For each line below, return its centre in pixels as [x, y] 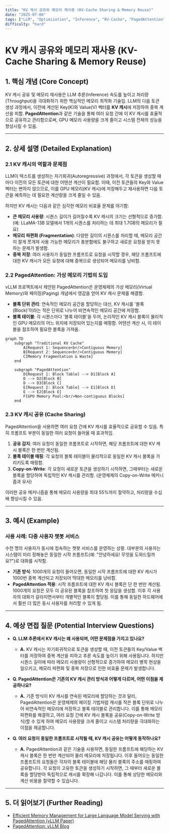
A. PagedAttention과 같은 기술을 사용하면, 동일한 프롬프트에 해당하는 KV [92, 749]
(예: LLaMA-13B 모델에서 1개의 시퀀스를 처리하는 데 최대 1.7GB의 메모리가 [85, 222]
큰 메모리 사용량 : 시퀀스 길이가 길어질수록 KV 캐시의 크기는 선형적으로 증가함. [88, 216]
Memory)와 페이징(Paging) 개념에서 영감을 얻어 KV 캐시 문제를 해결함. [75, 293]
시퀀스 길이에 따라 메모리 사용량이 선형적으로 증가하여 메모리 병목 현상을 [91, 662]
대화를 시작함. [34, 561]
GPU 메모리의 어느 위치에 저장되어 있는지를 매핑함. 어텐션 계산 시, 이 [85, 323]
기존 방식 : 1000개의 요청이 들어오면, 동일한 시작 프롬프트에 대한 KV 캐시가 [85, 572]
